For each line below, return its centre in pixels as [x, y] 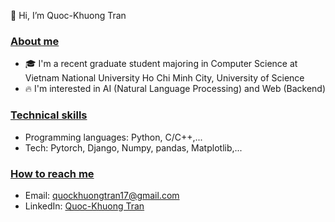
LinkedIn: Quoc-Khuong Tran [84, 206]
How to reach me [52, 173]
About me [35, 41]
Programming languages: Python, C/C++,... [113, 137]
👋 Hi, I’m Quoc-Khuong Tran [68, 15]
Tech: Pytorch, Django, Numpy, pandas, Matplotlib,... [133, 147]
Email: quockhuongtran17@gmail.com [102, 195]
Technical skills [49, 115]
